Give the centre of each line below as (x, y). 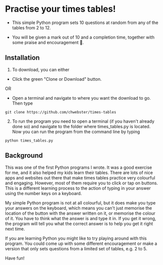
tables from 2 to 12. (31, 27)
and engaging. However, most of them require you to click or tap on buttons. (81, 183)
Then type (22, 103)
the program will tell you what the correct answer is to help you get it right (79, 223)
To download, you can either (41, 69)
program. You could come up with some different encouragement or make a (81, 243)
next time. (15, 229)
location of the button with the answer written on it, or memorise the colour (80, 213)
